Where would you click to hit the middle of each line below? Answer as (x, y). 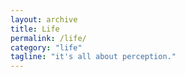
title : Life (35, 29)
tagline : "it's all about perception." (93, 57)
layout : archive (44, 19)
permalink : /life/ (48, 38)
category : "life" (46, 47)
